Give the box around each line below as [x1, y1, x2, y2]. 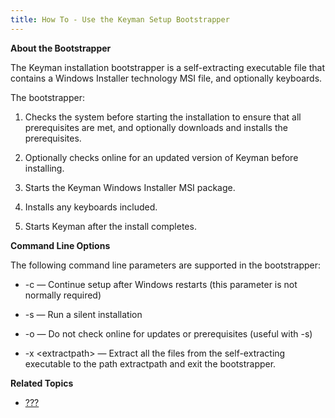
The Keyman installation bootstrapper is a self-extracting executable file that [10, 61, 326, 73]
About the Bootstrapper [10, 42, 112, 54]
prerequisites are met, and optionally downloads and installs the [24, 121, 288, 133]
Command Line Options [10, 239, 111, 251]
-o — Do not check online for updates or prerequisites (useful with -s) [24, 327, 313, 340]
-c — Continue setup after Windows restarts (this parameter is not [24, 278, 298, 290]
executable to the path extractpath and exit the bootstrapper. [24, 357, 277, 370]
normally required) [24, 289, 102, 301]
